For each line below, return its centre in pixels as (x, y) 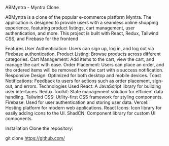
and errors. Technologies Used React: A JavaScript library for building (88, 86)
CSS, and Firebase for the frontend (42, 39)
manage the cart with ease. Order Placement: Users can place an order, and (85, 65)
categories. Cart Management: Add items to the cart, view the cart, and (80, 59)
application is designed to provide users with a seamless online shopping (82, 23)
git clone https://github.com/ (35, 138)
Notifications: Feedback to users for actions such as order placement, (78, 81)
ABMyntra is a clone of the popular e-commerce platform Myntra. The (78, 17)
